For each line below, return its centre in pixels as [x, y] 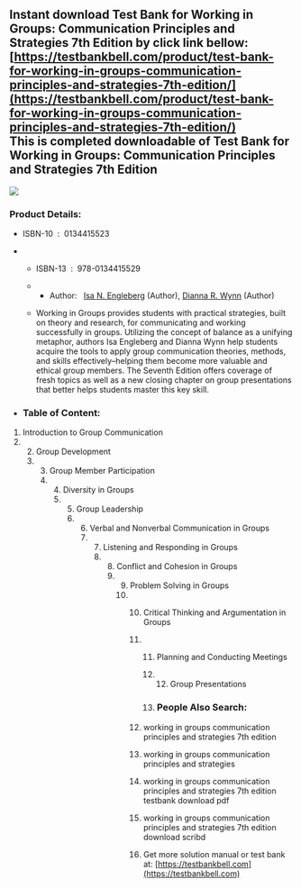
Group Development [73, 452]
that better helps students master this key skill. [122, 390]
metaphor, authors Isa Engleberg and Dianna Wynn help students [157, 342]
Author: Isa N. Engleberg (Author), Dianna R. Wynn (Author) [162, 295]
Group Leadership [110, 509]
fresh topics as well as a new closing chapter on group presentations [164, 380]
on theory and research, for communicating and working [141, 322]
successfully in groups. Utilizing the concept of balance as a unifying [164, 332]
